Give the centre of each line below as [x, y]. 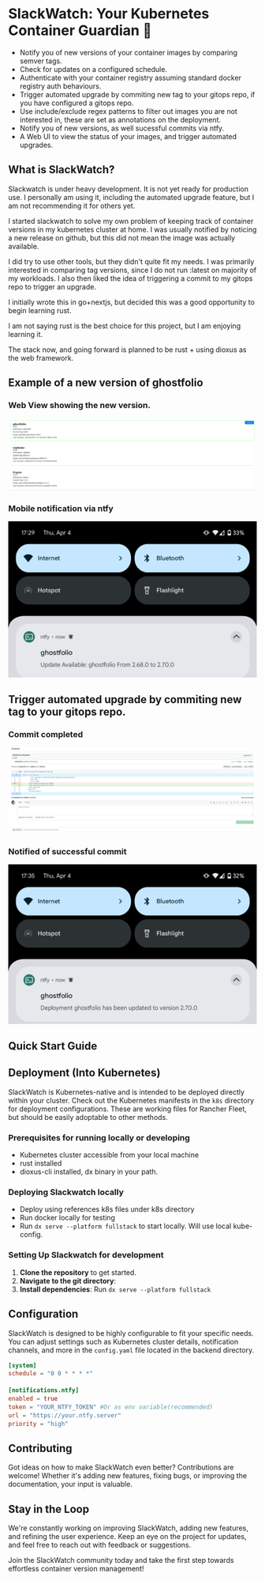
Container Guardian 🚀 [80, 30]
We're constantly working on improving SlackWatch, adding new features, [128, 1528]
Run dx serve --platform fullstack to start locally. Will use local [125, 1226]
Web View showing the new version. [80, 406]
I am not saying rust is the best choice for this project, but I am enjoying [125, 326]
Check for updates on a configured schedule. [93, 69]
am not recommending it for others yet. [72, 206]
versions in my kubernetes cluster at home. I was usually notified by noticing [132, 229]
